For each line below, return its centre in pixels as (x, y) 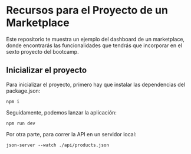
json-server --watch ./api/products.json (58, 145)
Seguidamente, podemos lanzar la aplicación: (61, 112)
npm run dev (21, 123)
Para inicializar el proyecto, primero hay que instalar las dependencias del (96, 84)
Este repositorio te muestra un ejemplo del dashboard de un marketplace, (95, 39)
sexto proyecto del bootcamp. (42, 51)
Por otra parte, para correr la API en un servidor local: (71, 134)
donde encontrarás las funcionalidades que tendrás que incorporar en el (94, 45)
